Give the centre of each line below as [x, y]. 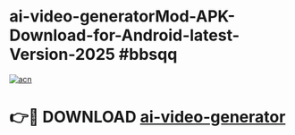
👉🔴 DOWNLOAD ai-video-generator [147, 117]
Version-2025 [63, 55]
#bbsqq [148, 55]
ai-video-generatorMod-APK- [122, 17]
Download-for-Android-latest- [124, 35]
